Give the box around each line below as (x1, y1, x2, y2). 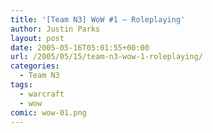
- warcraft (19, 89, 65, 99)
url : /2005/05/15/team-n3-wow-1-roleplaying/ (10, 52, 203, 62)
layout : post (10, 33, 65, 43)
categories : (10, 61, 60, 71)
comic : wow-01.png (10, 107, 87, 118)
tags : (10, 80, 33, 90)
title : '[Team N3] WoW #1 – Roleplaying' (10, 14, 186, 25)
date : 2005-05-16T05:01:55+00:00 (10, 42, 150, 53)
